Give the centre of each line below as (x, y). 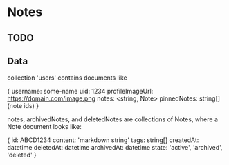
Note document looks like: (44, 127)
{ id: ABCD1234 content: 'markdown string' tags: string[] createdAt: (103, 140)
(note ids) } (23, 106)
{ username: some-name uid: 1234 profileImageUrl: (80, 92)
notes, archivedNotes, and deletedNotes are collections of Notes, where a (113, 119)
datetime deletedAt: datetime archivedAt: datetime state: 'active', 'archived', (115, 148)
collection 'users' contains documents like (67, 78)
